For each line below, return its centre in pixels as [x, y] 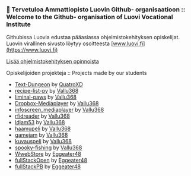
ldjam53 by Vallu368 [40, 122]
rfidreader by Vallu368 [42, 116]
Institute [19, 24]
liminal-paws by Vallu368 [46, 97]
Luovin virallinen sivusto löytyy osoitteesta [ [60, 43]
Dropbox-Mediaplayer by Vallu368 [57, 103]
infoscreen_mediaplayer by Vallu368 [59, 110]
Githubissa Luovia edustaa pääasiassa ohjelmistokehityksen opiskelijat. [93, 37]
